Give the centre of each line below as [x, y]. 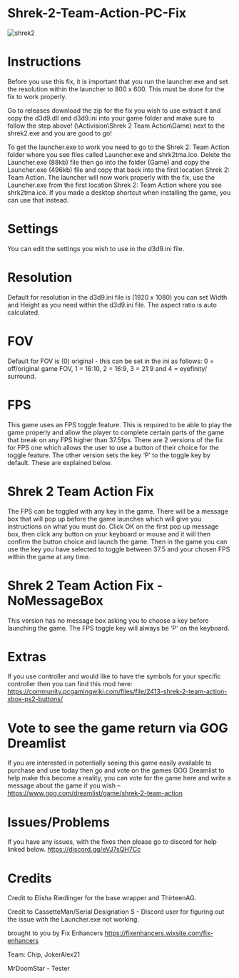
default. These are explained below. [60, 462]
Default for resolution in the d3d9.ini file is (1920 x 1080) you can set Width [117, 297]
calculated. [24, 312]
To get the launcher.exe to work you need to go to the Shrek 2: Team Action [118, 147]
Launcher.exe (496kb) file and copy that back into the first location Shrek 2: [119, 170]
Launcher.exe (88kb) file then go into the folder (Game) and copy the [109, 162]
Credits [30, 878]
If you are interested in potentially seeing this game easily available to [110, 763]
